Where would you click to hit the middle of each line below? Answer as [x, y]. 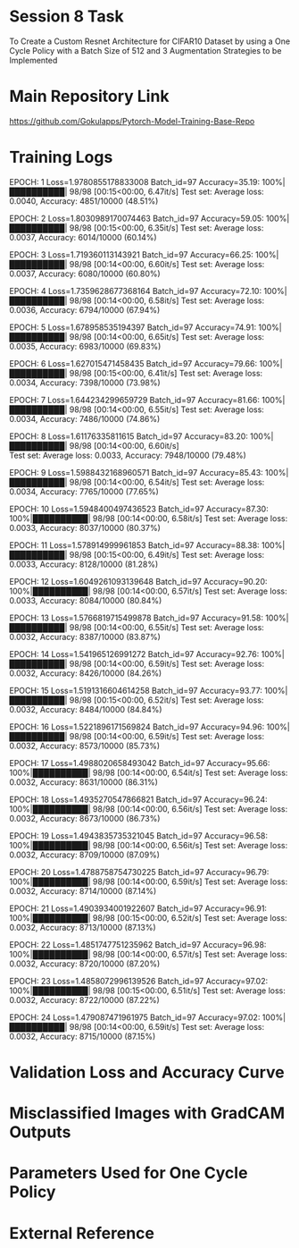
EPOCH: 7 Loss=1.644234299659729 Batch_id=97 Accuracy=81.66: [135, 400]
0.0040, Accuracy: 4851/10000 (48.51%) [84, 201]
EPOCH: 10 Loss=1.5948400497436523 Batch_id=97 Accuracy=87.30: [139, 509]
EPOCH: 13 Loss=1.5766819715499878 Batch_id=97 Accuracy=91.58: [136, 618]
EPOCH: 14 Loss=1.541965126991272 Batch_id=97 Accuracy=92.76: [134, 654]
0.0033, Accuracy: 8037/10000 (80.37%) [85, 527]
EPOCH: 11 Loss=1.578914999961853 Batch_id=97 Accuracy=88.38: [135, 545]
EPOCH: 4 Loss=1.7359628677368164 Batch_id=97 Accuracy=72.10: [135, 291]
